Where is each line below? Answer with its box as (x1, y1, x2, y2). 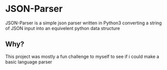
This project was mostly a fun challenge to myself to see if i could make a (5, 53, 159, 59)
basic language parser (5, 59, 52, 65)
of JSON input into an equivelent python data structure (5, 25, 121, 31)
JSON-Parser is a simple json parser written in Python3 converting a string (5, 20, 162, 26)
